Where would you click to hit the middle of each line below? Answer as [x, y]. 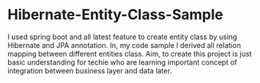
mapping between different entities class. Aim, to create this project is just [130, 53]
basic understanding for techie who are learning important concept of [122, 62]
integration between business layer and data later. [90, 70]
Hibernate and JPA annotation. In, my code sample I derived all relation [124, 45]
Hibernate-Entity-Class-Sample [115, 15]
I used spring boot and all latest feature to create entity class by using [122, 37]
